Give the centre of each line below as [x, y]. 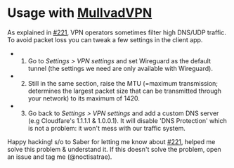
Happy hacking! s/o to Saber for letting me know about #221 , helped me [111, 141]
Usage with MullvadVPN [80, 13]
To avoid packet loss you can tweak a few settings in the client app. [105, 39]
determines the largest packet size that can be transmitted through [125, 91]
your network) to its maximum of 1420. [84, 98]
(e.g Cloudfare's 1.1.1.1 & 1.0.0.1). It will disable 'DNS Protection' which [127, 120]
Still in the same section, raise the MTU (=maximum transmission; [123, 83]
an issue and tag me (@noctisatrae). [60, 157]
